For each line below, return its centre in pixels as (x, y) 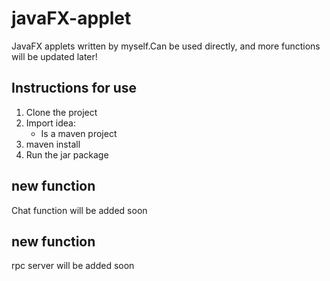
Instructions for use (74, 88)
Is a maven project (79, 133)
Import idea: (50, 123)
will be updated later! (54, 56)
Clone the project (61, 112)
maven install (53, 144)
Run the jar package (67, 154)
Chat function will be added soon (79, 210)
